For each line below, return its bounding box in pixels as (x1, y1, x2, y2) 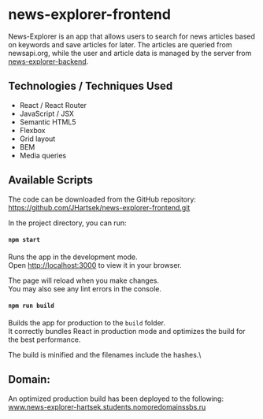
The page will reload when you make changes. (8, 276, 160, 285)
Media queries (19, 150, 67, 160)
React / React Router (19, 100, 87, 109)
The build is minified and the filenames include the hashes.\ (8, 350, 202, 359)
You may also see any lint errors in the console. (8, 284, 161, 293)
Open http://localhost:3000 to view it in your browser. (8, 260, 183, 269)
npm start (8, 236, 41, 244)
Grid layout (19, 134, 56, 143)
